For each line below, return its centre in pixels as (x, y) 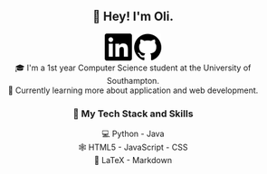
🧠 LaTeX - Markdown (133, 160)
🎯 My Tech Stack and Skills (133, 114)
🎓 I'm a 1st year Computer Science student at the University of (133, 68)
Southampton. (133, 80)
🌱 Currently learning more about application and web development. (133, 90)
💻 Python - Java (133, 134)
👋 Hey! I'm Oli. (133, 17)
